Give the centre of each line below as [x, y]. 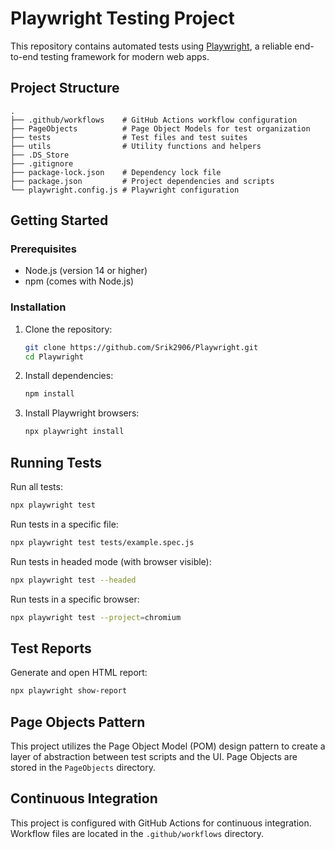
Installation [38, 307]
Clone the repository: [68, 329]
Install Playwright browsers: [82, 413]
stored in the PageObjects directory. [83, 768]
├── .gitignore [42, 163]
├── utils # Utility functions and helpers [136, 146]
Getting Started [59, 220]
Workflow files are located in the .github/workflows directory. [137, 833]
